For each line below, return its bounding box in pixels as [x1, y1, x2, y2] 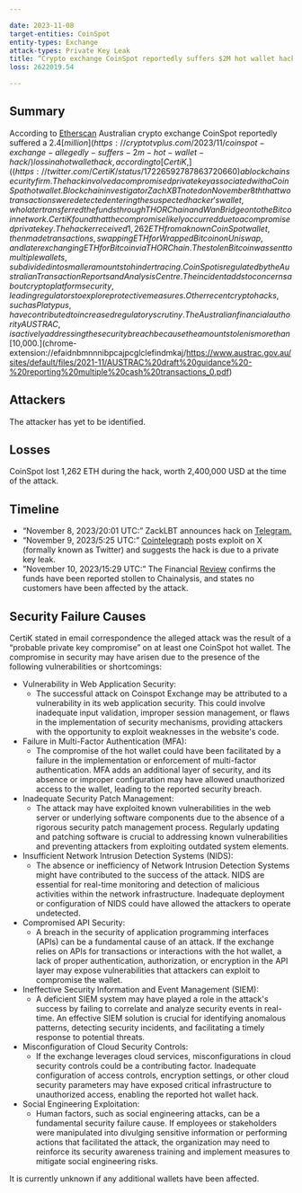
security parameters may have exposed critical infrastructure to [35, 1080, 272, 1091]
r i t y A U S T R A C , [9, 318, 61, 329]
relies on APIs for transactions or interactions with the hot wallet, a [35, 946, 282, 957]
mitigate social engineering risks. [35, 1156, 159, 1167]
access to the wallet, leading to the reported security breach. [35, 783, 262, 795]
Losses [9, 442, 51, 458]
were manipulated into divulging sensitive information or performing [35, 1127, 288, 1138]
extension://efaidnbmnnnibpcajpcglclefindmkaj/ [9, 347, 187, 358]
